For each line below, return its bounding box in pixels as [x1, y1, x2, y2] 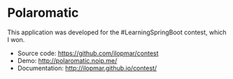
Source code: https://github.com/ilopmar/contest [17, 49, 159, 57]
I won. [7, 35, 25, 43]
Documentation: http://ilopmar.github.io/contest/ [17, 64, 157, 72]
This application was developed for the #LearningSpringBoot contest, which [7, 28, 227, 36]
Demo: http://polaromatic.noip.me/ [17, 56, 118, 64]
